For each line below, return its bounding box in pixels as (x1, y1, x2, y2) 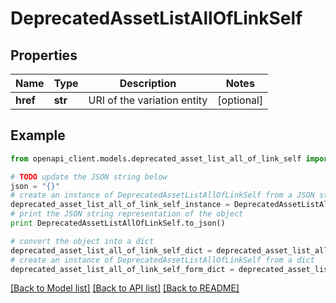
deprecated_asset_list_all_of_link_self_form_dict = (10, 264, 235, 274)
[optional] (217, 93, 264, 107)
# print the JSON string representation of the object (10, 209, 244, 219)
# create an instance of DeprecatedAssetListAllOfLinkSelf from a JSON (10, 190, 315, 201)
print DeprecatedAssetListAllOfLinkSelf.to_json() (10, 218, 226, 229)
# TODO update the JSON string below (10, 172, 168, 182)
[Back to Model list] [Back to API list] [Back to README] (10, 282, 240, 294)
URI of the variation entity (88, 93, 208, 107)
